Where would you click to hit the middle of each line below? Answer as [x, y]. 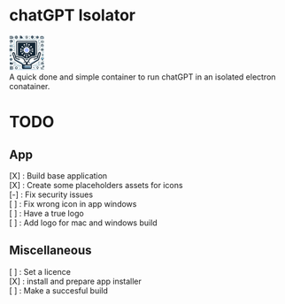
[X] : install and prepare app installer [75, 281]
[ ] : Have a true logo [46, 213]
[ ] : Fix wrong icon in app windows [73, 203]
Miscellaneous [50, 251]
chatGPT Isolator [73, 15]
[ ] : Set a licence [40, 271]
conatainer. [30, 86]
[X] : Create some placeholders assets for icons [96, 185]
